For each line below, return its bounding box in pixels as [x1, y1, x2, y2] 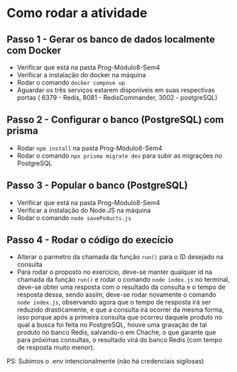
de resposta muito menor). [16, 343, 95, 352]
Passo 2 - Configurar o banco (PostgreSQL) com [6, 114, 224, 126]
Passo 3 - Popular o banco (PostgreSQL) [6, 180, 189, 192]
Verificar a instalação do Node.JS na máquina [16, 206, 151, 214]
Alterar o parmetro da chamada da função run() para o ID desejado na [16, 253, 224, 261]
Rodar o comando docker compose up [16, 78, 126, 87]
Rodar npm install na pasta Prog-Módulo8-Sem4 [16, 143, 162, 152]
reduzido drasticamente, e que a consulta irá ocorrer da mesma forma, [16, 305, 224, 314]
